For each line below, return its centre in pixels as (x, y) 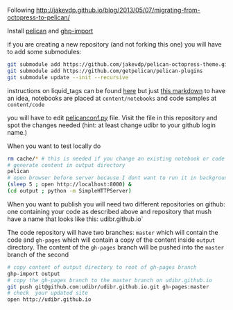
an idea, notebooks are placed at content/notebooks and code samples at (112, 98)
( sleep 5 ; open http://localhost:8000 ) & (69, 185)
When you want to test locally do (54, 146)
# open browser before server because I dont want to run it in (102, 178)
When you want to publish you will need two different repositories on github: (116, 204)
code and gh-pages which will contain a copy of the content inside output (111, 240)
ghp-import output (34, 274)
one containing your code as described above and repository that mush (110, 211)
